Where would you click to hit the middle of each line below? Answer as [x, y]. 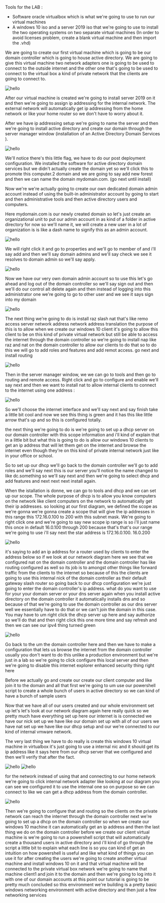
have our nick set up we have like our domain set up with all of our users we [82, 721]
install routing [19, 355]
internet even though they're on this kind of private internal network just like [82, 451]
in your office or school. [29, 456]
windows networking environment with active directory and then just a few [81, 890]
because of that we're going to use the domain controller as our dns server [81, 604]
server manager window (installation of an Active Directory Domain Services [82, 134]
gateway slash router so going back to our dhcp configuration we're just [78, 583]
